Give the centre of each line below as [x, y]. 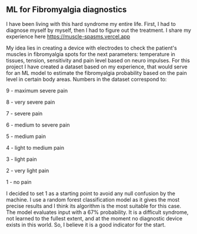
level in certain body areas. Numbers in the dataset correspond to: [86, 79]
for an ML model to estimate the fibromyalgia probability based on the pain [96, 72]
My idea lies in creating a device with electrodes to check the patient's [92, 48]
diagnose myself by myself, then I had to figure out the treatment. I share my [98, 30]
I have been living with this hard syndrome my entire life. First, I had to [91, 24]
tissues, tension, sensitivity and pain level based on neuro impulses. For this [98, 60]
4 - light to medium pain [35, 147]
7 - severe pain [24, 113]
